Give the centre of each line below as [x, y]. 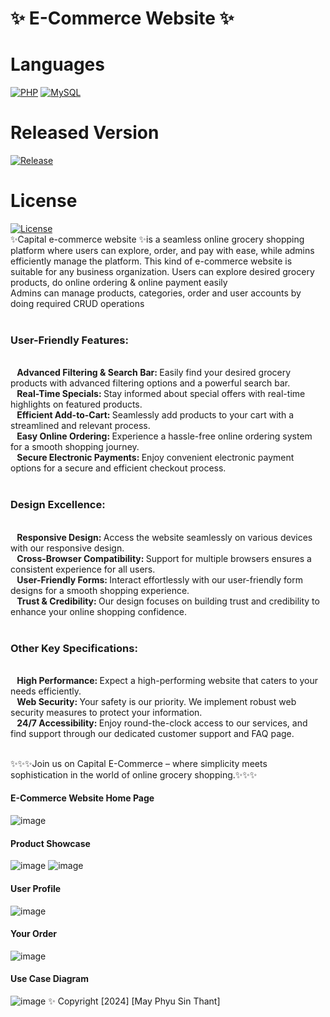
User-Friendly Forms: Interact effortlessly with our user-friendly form [159, 579]
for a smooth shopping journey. [75, 447]
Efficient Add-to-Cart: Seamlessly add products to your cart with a [155, 415]
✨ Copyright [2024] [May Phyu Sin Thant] [134, 1001]
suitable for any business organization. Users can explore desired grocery [162, 271]
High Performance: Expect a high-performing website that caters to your [167, 680]
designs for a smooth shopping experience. [100, 590]
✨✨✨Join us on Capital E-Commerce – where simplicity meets [139, 763]
